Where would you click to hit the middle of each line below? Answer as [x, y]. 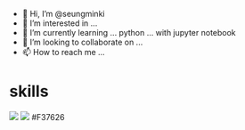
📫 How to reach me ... [63, 52]
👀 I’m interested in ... [60, 23]
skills [29, 91]
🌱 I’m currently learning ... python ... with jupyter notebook [129, 32]
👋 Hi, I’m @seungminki [63, 14]
